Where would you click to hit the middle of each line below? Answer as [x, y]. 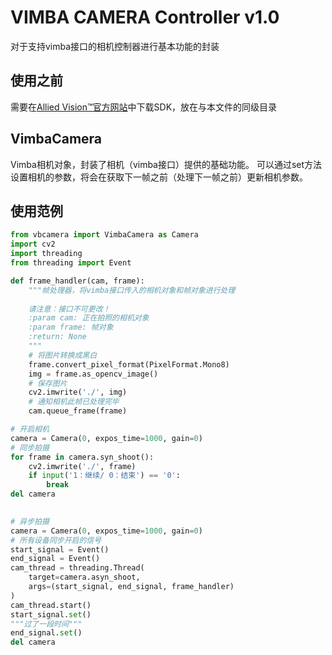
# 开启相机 [30, 429]
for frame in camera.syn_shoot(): [82, 457]
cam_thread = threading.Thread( [77, 568]
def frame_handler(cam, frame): [77, 281]
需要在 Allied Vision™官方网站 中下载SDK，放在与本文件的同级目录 [144, 107]
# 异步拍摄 [30, 521]
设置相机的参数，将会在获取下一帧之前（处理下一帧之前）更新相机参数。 [159, 177]
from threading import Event [71, 263]
